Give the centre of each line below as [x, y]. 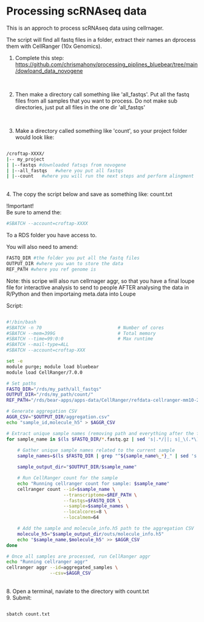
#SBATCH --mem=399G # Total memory [81, 333]
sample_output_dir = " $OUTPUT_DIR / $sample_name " [77, 467]
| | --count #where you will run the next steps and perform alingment [100, 176]
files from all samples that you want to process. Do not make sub [96, 101]
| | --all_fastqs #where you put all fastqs [65, 171]
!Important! [20, 206]
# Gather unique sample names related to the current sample [96, 450]
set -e [15, 361]
